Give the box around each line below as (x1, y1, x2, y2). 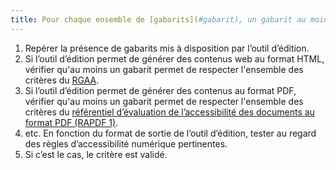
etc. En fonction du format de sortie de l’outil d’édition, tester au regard (24, 127, 317, 139)
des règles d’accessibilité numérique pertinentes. (24, 137, 228, 150)
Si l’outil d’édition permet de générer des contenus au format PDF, (24, 84, 297, 96)
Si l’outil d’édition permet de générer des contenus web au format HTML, (24, 52, 325, 65)
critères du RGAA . (24, 74, 100, 86)
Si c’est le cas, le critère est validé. (24, 148, 168, 160)
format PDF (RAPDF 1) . (24, 116, 119, 128)
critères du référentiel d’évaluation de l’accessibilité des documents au (24, 106, 315, 118)
